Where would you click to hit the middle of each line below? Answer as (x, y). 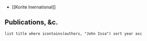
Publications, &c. (31, 22)
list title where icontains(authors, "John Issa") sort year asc (73, 34)
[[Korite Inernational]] (34, 7)
